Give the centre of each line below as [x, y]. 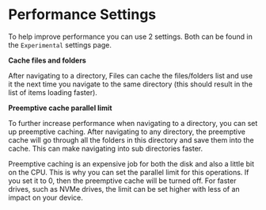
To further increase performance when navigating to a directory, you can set [133, 123]
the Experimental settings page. [60, 44]
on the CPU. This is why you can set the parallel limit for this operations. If [129, 172]
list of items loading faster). [53, 92]
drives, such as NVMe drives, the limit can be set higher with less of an [124, 189]
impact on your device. [46, 197]
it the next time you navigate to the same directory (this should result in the [131, 84]
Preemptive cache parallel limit [60, 108]
